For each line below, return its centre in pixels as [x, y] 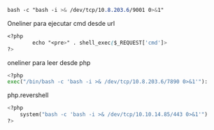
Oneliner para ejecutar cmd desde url [61, 23]
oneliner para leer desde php [49, 62]
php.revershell [28, 95]
